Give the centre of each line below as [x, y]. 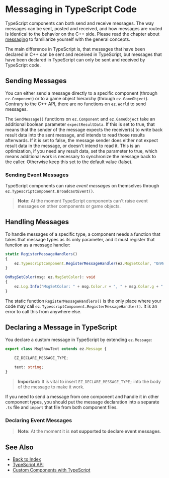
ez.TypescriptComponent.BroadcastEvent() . [50, 191]
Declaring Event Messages [38, 420]
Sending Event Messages [37, 175]
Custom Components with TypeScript [51, 470]
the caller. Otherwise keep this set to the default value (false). [69, 162]
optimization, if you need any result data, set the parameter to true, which [81, 151]
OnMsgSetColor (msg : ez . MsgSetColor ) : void [50, 277]
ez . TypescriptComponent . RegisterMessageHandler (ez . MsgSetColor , [83, 263]
